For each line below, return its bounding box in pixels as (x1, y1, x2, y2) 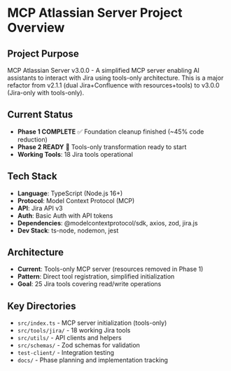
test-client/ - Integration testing (17, 349, 114, 357)
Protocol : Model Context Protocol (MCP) (17, 196, 135, 204)
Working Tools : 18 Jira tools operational (17, 150, 133, 158)
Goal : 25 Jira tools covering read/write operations (17, 280, 162, 288)
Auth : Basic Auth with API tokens (17, 211, 113, 220)
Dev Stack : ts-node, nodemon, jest (17, 226, 119, 234)
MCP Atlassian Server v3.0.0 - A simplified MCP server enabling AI (7, 66, 199, 74)
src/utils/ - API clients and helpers (17, 334, 122, 342)
